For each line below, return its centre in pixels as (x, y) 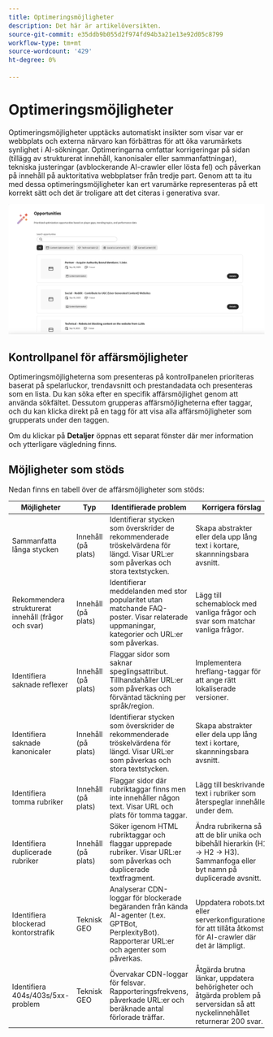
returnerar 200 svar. (229, 1022)
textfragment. (132, 878)
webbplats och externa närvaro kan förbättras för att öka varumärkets (125, 141)
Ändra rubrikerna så (228, 826)
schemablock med (226, 604)
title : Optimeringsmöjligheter (61, 17)
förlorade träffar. (137, 1017)
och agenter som (138, 950)
